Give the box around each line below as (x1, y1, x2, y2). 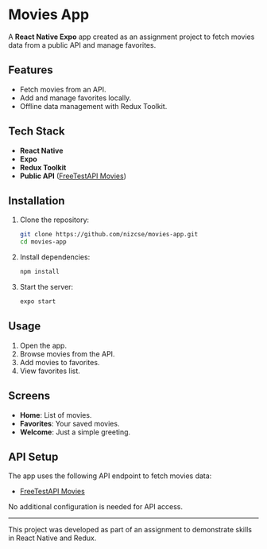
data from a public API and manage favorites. (8, 40, 157, 49)
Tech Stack (8, 125, 65, 138)
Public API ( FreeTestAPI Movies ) (19, 171, 127, 181)
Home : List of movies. (19, 410, 92, 419)
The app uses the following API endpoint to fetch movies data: (8, 471, 212, 481)
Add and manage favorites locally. (19, 93, 132, 103)
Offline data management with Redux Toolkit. (19, 101, 168, 111)
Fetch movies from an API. (19, 84, 106, 94)
